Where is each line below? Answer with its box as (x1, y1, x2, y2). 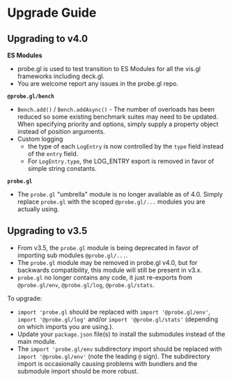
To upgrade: (7, 294, 42, 303)
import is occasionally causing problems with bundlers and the (17, 359, 198, 367)
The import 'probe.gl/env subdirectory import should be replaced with (17, 344, 222, 353)
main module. (17, 337, 57, 346)
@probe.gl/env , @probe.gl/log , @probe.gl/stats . (17, 280, 155, 289)
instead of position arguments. (17, 128, 106, 135)
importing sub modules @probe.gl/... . (17, 251, 128, 259)
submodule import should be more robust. (17, 367, 139, 375)
